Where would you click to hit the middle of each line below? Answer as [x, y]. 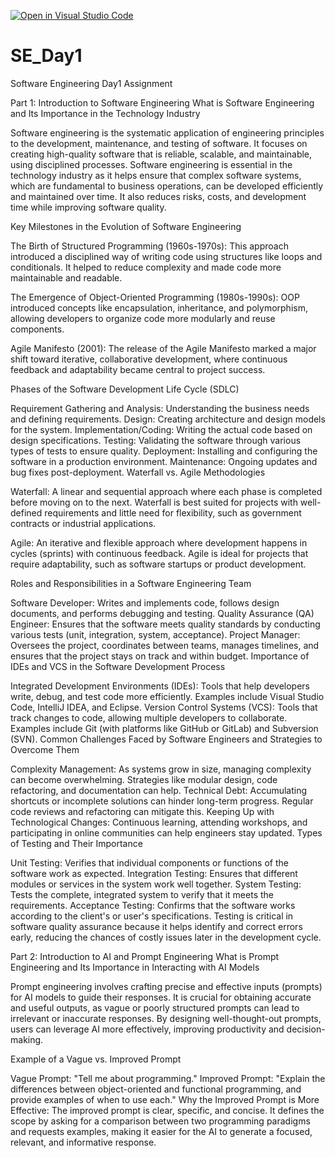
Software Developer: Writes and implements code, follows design [145, 602]
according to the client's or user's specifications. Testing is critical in [152, 916]
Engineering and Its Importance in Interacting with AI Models [135, 967]
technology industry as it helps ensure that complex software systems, [156, 175]
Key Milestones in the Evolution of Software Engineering [126, 226]
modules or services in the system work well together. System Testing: [156, 884]
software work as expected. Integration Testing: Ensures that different [154, 873]
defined [26, 512]
